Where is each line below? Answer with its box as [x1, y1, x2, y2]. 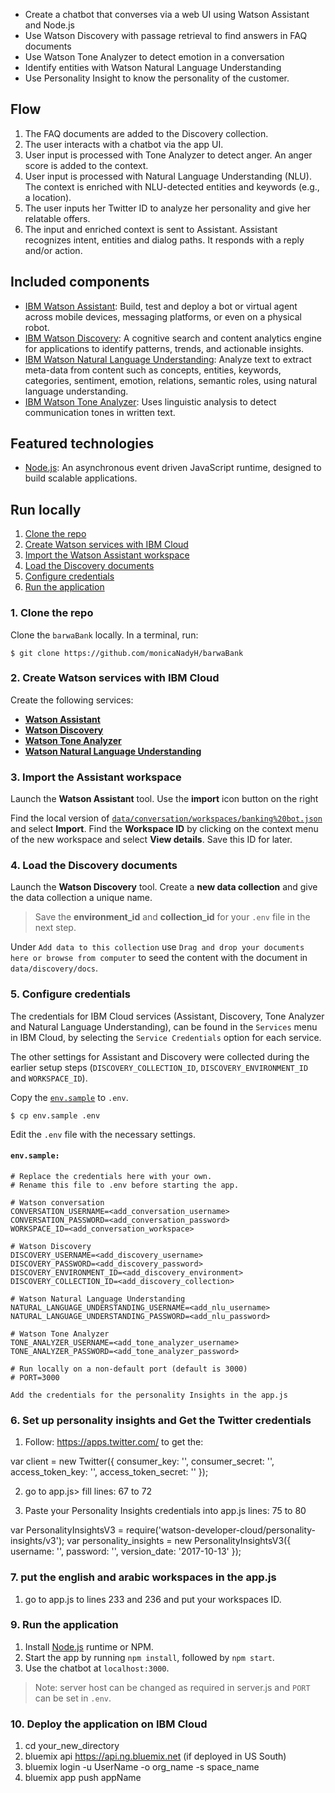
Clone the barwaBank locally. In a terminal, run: [10, 629, 199, 641]
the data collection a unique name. [10, 892, 153, 904]
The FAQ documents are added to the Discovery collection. [24, 127, 269, 139]
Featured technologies [10, 435, 155, 453]
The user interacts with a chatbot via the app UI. [24, 138, 224, 150]
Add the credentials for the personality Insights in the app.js [10, 1390, 288, 1400]
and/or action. [24, 244, 83, 256]
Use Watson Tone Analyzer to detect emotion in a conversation [24, 51, 285, 63]
